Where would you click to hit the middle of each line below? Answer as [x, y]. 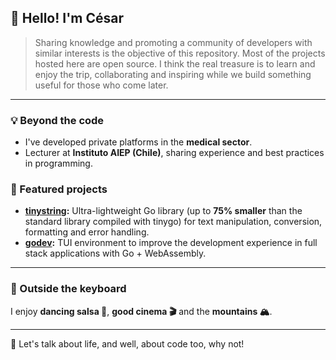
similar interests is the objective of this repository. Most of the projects [180, 53]
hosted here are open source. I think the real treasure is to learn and [175, 63]
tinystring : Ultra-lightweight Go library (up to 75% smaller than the [163, 211]
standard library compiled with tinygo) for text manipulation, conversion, [173, 222]
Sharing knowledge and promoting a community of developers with [173, 42]
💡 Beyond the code [57, 120]
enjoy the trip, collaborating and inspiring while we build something [173, 74]
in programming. [58, 163]
